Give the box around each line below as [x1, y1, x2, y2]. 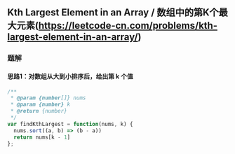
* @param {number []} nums [10, 94, 86, 101]
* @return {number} [10, 108, 68, 115]
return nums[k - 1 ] [13, 134, 71, 141]
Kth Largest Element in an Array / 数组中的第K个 [7, 6, 219, 19]
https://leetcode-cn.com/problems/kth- [38, 20, 217, 31]
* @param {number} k [10, 101, 71, 108]
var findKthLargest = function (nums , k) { [7, 120, 133, 127]
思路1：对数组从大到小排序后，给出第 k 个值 [7, 72, 133, 80]
